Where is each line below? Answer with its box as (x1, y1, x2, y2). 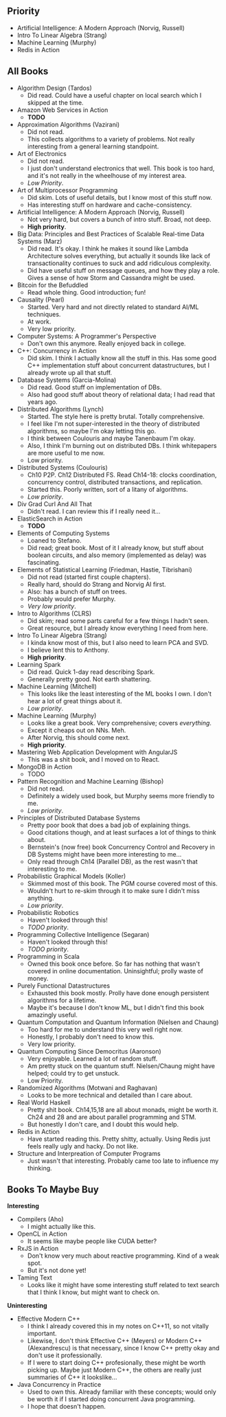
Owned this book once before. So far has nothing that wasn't (27, 960, 201, 968)
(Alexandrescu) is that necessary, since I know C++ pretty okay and (27, 1344, 220, 1352)
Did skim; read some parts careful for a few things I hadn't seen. (27, 616, 210, 624)
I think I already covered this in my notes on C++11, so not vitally (27, 1322, 210, 1330)
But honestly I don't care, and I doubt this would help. (27, 1120, 179, 1129)
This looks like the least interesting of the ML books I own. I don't (27, 690, 212, 698)
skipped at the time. (27, 98, 84, 106)
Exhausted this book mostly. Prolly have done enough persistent (27, 988, 210, 997)
